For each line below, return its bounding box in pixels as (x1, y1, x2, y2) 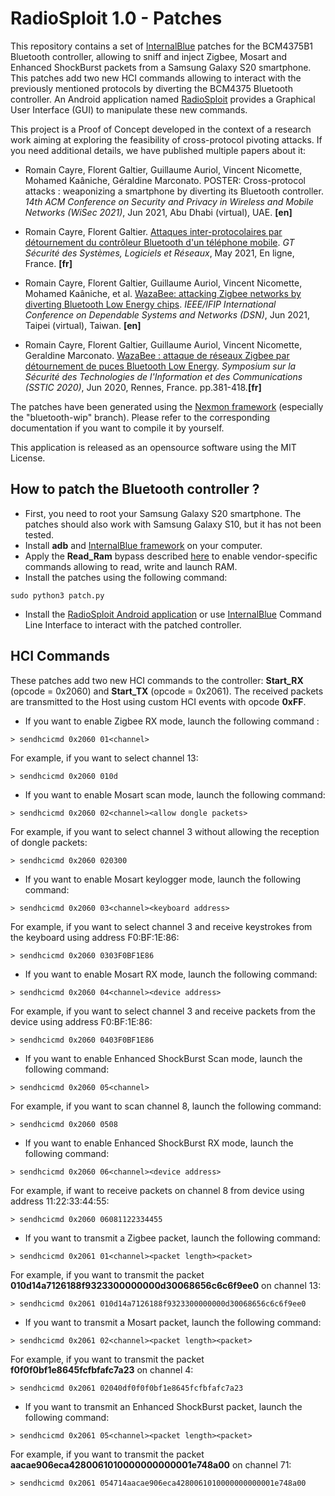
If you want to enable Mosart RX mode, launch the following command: (24, 968, 318, 980)
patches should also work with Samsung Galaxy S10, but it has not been (24, 518, 322, 530)
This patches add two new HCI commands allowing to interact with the (10, 72, 302, 84)
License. (10, 452, 46, 464)
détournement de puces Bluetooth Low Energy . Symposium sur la (24, 360, 297, 372)
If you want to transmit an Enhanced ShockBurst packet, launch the (24, 1400, 303, 1412)
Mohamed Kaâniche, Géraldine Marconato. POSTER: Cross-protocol (24, 174, 306, 186)
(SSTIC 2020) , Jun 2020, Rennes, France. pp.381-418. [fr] (24, 381, 262, 393)
